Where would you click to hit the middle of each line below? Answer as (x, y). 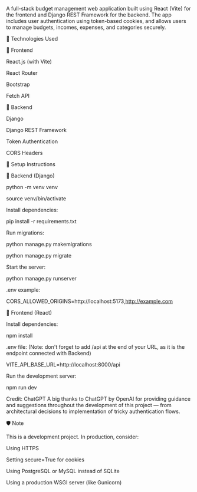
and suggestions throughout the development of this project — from (89, 405)
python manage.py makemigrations (49, 244)
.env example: (23, 290)
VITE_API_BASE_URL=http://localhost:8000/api (63, 364)
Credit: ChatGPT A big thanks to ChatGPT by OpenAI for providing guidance (98, 399)
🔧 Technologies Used (32, 39)
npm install (19, 336)
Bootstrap (18, 84)
